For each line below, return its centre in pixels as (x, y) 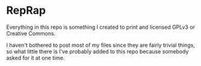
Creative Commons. (31, 33)
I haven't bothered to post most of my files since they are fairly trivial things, (101, 45)
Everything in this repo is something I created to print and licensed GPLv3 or (101, 27)
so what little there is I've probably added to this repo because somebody (97, 51)
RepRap (26, 10)
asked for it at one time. (36, 58)
